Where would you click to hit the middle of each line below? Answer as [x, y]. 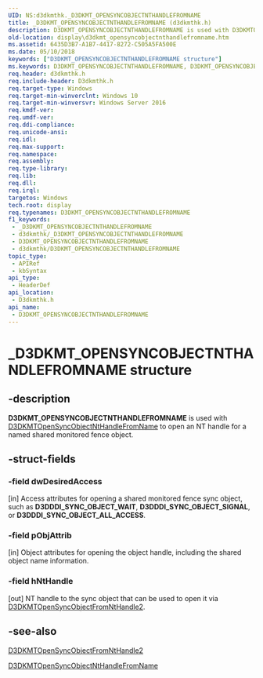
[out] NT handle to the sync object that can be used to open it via [113, 598]
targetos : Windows [38, 198]
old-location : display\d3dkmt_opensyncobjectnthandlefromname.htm [119, 37]
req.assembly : [31, 162]
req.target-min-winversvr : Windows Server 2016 [87, 103]
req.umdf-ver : [31, 118]
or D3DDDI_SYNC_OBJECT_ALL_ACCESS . [77, 516]
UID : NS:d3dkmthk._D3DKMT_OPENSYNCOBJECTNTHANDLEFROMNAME [104, 15]
